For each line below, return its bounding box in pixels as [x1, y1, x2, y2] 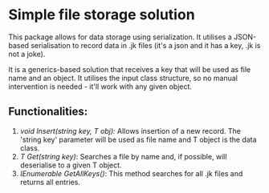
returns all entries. [19, 177, 80, 187]
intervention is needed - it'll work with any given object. [8, 82, 193, 91]
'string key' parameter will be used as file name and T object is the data [19, 135, 257, 144]
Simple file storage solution [8, 6, 195, 24]
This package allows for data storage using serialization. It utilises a [8, 32, 232, 42]
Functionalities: [8, 105, 88, 119]
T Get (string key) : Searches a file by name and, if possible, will [19, 151, 227, 161]
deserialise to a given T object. [19, 160, 122, 170]
